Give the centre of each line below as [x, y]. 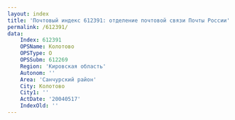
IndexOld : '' [39, 106]
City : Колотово [43, 86]
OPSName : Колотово [47, 47]
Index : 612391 [41, 40]
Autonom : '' [38, 73]
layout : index [28, 14]
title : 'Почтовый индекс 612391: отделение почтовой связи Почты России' [119, 20]
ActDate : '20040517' [50, 100]
